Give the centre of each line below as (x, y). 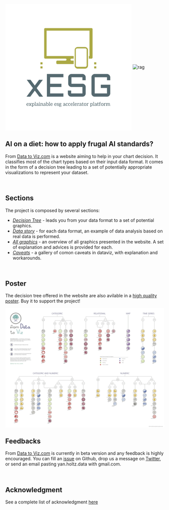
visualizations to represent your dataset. (47, 172)
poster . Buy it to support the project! (43, 301)
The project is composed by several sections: (52, 210)
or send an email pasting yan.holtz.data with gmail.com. (63, 464)
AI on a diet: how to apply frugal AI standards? (79, 144)
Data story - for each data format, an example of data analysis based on (88, 231)
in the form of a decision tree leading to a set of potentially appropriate (79, 167)
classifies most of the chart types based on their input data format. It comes (84, 162)
